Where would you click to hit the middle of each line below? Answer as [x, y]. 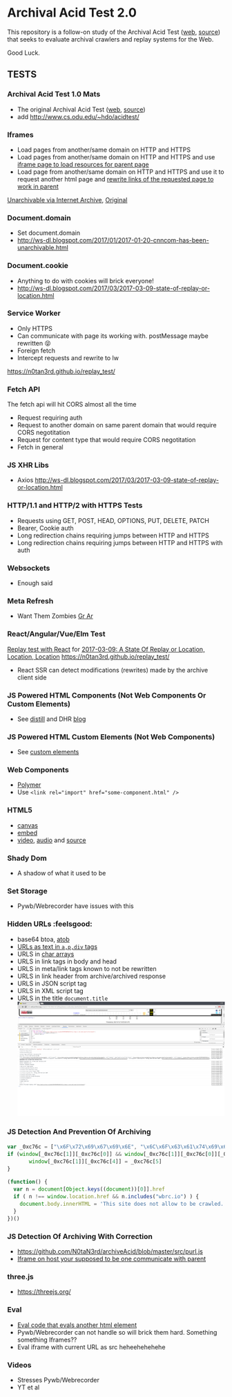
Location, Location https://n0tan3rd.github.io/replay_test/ [88, 657]
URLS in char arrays [46, 954]
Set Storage [27, 891]
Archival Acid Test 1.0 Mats [54, 94]
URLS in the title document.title [62, 998]
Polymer [29, 785]
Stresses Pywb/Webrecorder [58, 1380]
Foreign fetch [36, 350]
